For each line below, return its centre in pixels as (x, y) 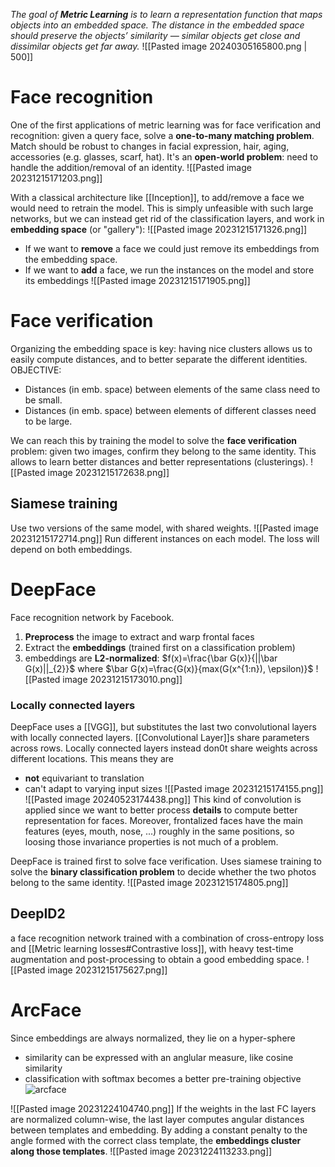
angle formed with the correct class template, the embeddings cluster (156, 1140)
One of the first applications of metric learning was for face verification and (166, 125)
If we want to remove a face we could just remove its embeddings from (172, 248)
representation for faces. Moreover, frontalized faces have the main (163, 820)
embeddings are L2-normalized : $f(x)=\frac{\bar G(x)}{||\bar (151, 658)
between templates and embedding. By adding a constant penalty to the (159, 1130)
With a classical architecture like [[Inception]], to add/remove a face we (157, 197)
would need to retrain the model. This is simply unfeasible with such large (162, 208)
